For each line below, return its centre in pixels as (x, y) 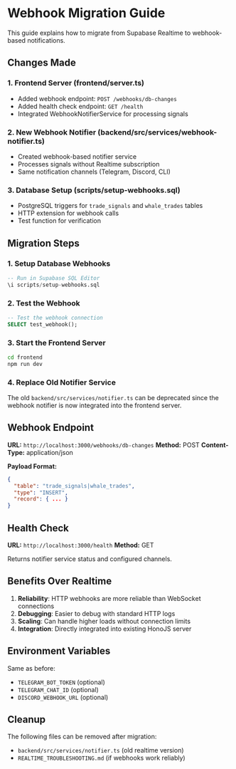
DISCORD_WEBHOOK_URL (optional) (63, 697)
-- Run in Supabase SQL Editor (54, 278)
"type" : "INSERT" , (41, 493)
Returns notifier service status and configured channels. (90, 559)
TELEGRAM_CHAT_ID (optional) (58, 689)
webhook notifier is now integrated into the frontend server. (95, 406)
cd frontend (25, 357)
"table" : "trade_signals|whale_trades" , (74, 486)
